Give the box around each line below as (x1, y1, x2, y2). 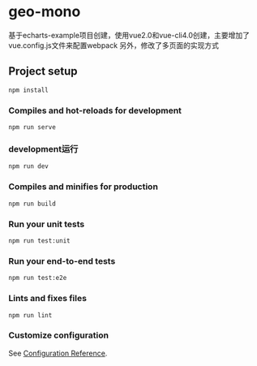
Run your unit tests (8, 218, 85, 230)
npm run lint (8, 311, 53, 319)
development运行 (8, 143, 79, 154)
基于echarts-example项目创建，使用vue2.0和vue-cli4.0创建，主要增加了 (8, 30, 250, 40)
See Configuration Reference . (8, 348, 108, 358)
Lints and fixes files (8, 293, 88, 304)
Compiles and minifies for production (8, 181, 158, 192)
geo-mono (8, 2, 81, 21)
